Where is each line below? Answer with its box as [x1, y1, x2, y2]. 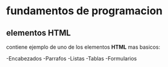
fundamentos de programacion [6, 4, 163, 18]
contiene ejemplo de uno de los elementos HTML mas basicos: [6, 43, 160, 50]
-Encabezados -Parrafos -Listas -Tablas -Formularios [6, 55, 137, 62]
